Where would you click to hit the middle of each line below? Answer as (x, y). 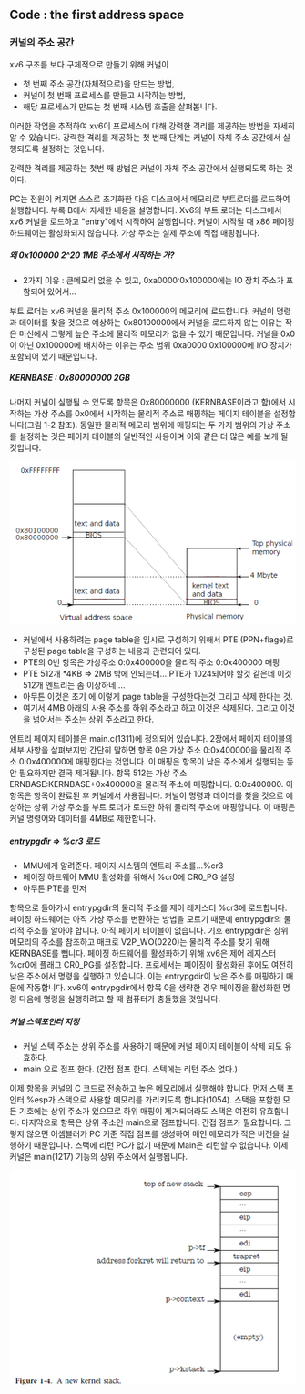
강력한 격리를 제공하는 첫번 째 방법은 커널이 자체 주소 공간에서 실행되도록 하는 (147, 168)
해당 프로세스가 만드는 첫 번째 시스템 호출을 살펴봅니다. (120, 106)
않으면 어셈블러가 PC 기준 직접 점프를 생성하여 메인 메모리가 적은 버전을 (153, 1134)
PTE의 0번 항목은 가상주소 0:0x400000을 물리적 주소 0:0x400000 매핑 (151, 662)
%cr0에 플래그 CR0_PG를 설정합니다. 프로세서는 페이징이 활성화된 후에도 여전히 (152, 965)
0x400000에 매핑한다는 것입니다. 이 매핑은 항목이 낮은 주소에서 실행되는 (155, 762)
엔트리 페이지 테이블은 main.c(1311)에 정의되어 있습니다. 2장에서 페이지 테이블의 (151, 739)
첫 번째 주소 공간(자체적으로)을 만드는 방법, (98, 83)
